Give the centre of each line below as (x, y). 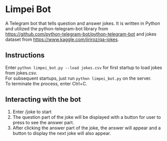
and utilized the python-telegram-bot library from (57, 28)
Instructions (25, 55)
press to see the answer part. (43, 122)
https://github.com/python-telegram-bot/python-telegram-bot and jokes (81, 34)
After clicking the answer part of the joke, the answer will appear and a (87, 128)
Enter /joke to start (32, 112)
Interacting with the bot (43, 100)
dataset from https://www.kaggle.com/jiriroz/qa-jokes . (62, 39)
